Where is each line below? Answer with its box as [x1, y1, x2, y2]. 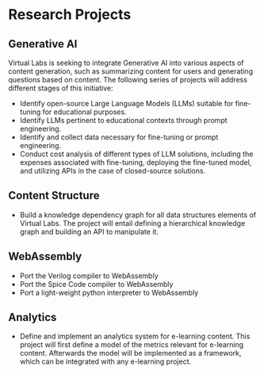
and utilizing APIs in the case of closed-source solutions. [19, 166, 206, 175]
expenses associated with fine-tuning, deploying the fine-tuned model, [19, 158, 252, 167]
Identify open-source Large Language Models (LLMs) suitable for [19, 99, 234, 108]
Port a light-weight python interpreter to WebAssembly [19, 288, 199, 297]
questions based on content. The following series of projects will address [8, 75, 248, 84]
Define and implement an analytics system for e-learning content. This [19, 331, 251, 342]
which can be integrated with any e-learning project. [19, 357, 192, 366]
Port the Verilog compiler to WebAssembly [19, 271, 159, 280]
